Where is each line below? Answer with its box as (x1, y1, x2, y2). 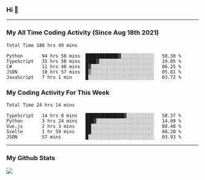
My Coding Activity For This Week (6, 88, 110, 97)
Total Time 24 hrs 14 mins (6, 102, 75, 108)
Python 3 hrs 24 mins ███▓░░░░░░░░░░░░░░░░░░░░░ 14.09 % (6, 118, 182, 124)
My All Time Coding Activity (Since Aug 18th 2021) (6, 29, 159, 37)
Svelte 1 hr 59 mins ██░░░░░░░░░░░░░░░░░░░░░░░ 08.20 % (6, 128, 182, 134)
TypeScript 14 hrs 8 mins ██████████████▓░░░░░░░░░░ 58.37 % (6, 112, 182, 119)
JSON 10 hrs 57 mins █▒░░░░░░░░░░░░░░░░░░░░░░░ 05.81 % (6, 69, 182, 75)
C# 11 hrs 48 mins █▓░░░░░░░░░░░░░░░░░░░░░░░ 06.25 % (6, 63, 182, 69)
